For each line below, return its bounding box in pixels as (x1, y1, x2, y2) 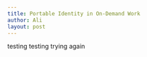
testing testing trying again (7, 42, 86, 51)
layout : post (7, 23, 46, 30)
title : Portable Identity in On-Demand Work (7, 10, 141, 17)
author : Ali (7, 17, 42, 24)
